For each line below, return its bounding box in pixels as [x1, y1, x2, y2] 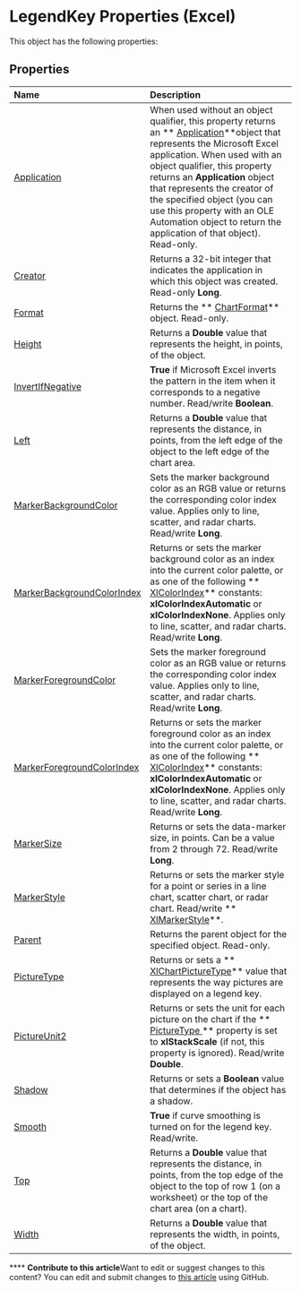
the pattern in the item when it [149, 374, 276, 387]
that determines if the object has [149, 1083, 287, 1096]
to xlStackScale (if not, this [149, 1035, 265, 1047]
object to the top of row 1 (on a [149, 1180, 280, 1192]
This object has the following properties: [9, 36, 159, 47]
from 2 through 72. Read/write [149, 842, 279, 855]
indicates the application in [149, 263, 263, 276]
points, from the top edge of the [149, 1168, 284, 1181]
